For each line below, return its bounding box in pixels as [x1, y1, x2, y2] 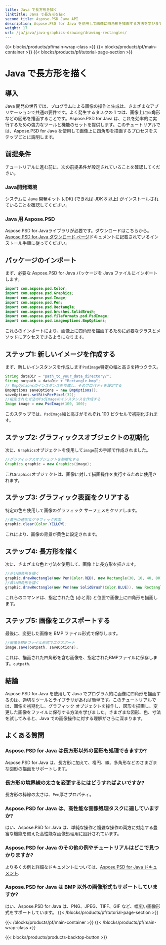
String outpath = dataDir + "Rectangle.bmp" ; [5, 378, 100, 383]
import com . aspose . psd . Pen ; [5, 300, 63, 305]
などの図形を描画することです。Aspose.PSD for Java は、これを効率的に [5, 116, 153, 121]
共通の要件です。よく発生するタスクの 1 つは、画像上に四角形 [35, 109, 161, 115]
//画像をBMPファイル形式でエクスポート [5, 640, 75, 645]
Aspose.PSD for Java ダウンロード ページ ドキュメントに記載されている [5, 234, 150, 240]
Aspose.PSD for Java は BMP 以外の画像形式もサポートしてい [5, 884, 153, 891]
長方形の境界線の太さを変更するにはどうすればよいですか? [5, 779, 145, 786]
